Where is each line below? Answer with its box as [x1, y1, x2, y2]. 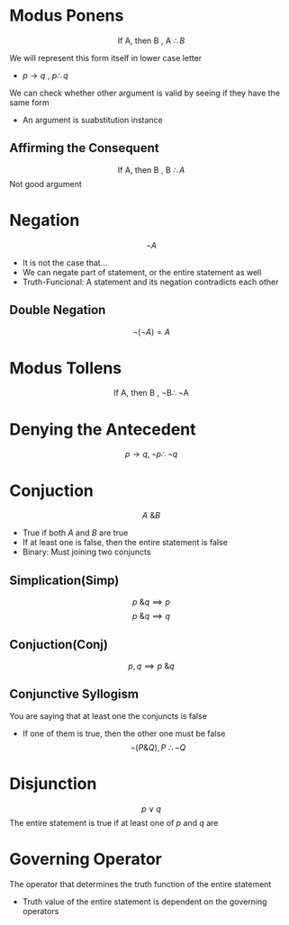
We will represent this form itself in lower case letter [9, 52, 203, 63]
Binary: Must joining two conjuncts [22, 546, 151, 558]
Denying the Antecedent [9, 419, 196, 439]
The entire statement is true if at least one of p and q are [9, 817, 219, 828]
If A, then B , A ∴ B [117, 35, 185, 46]
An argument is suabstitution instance [22, 114, 164, 125]
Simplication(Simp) [9, 572, 120, 588]
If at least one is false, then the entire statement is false [22, 537, 228, 548]
